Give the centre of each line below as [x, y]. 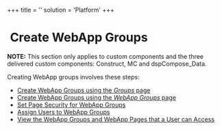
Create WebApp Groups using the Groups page [84, 90]
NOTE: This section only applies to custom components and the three [106, 56]
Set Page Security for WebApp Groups [71, 105]
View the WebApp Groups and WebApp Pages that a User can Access [115, 119]
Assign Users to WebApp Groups [63, 112]
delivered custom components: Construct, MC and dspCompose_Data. [107, 64]
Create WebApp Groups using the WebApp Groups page [97, 97]
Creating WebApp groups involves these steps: [73, 77]
